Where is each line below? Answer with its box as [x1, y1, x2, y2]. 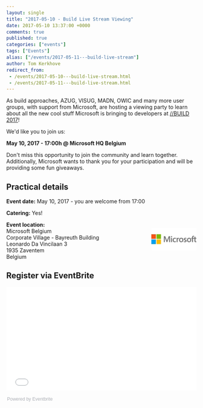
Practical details [6, 182, 69, 192]
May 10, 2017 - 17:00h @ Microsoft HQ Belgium [6, 139, 126, 147]
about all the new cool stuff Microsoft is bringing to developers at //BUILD [6, 110, 190, 117]
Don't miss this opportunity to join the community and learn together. [6, 151, 178, 159]
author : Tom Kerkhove [6, 60, 61, 66]
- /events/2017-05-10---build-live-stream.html [8, 73, 131, 80]
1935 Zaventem [6, 247, 45, 254]
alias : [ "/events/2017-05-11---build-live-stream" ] [6, 54, 139, 60]
